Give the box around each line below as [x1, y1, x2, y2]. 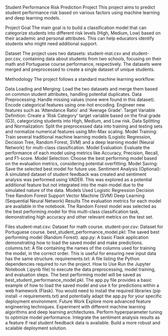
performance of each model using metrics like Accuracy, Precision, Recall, [5, 150, 159, 156]
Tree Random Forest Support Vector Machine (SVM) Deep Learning [5, 193, 144, 198]
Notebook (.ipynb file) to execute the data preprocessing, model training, [5, 266, 156, 272]
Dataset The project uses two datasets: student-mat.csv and [5, 50, 130, 56]
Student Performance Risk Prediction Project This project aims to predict [5, 5, 155, 10]
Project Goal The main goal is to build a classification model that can [5, 25, 147, 31]
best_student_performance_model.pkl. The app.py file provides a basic [5, 277, 152, 283]
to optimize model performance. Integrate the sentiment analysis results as [5, 314, 160, 320]
